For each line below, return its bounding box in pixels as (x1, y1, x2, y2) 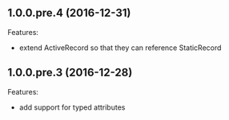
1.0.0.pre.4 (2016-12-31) (7, 6, 131, 20)
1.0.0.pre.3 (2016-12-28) (7, 66, 133, 79)
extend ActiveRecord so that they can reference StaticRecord (18, 43, 222, 52)
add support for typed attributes (18, 103, 126, 112)
